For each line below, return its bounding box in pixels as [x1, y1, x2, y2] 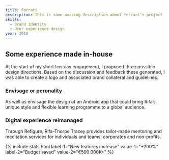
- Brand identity [10, 21, 47, 27]
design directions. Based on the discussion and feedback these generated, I [5, 69, 165, 75]
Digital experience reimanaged [5, 117, 83, 124]
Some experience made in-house [5, 50, 113, 59]
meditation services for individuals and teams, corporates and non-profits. [5, 134, 161, 140]
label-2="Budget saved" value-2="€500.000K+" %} [5, 149, 115, 155]
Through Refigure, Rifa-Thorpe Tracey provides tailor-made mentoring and [5, 128, 162, 135]
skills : [5, 17, 22, 22]
